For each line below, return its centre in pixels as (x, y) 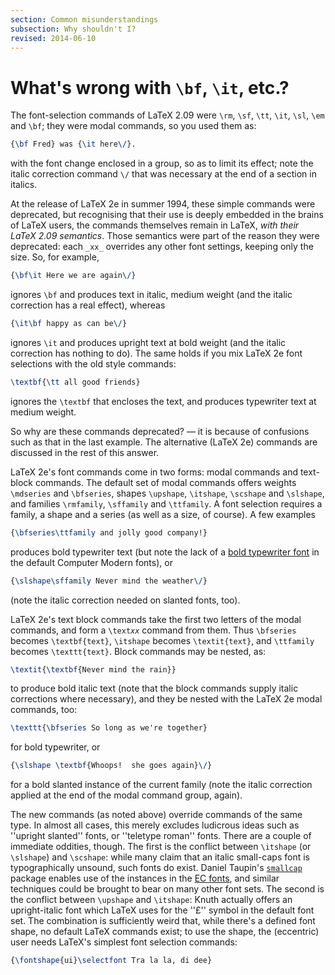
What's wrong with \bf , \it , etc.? (150, 87)
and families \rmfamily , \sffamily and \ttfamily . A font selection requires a (166, 503)
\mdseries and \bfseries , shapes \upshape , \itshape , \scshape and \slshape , (167, 493)
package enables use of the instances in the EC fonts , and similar (145, 878)
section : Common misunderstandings (84, 19)
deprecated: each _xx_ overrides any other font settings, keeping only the (162, 247)
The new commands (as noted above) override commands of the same (156, 815)
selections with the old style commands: (93, 363)
